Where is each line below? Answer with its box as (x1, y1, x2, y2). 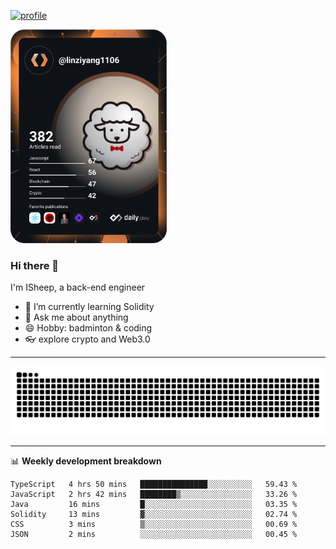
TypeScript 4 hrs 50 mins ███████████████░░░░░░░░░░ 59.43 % (10, 479, 298, 489)
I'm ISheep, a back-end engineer (10, 281, 146, 294)
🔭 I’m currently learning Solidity (24, 301, 155, 313)
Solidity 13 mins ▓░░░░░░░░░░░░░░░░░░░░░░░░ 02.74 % (10, 509, 298, 519)
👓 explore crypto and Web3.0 (24, 333, 151, 345)
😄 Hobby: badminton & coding (24, 322, 153, 334)
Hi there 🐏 (10, 258, 60, 272)
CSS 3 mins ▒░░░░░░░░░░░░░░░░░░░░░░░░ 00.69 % (10, 519, 298, 529)
